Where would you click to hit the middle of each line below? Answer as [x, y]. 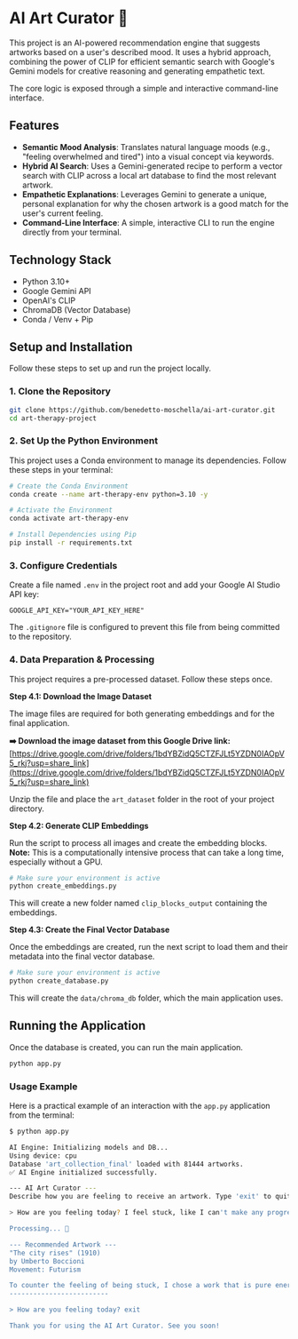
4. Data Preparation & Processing [82, 659]
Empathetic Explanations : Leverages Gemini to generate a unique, [145, 194]
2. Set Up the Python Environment [83, 441]
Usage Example [43, 1086]
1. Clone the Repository [60, 392]
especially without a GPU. [56, 862]
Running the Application [78, 1026]
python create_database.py [59, 981]
